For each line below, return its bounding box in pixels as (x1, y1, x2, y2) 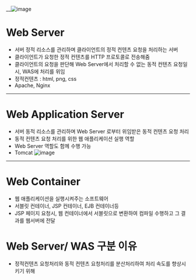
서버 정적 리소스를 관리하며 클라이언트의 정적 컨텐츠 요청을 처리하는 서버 (14, 46, 178, 53)
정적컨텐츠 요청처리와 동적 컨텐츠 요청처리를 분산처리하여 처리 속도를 (14, 260, 171, 267)
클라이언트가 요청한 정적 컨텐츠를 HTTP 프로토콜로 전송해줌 (14, 53, 150, 60)
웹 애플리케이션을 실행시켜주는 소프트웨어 (14, 195, 109, 202)
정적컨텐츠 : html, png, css (14, 75, 77, 82)
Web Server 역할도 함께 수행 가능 (14, 142, 92, 149)
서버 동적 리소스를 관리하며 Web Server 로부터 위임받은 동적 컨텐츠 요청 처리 (14, 127, 190, 134)
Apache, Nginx (14, 82, 51, 89)
